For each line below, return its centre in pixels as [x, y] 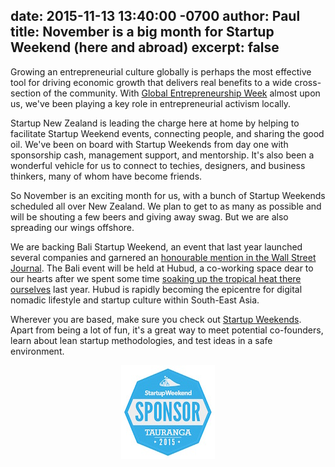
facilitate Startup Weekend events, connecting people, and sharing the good [167, 133]
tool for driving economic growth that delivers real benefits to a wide [151, 82]
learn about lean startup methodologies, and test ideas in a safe [141, 340]
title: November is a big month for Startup [142, 32]
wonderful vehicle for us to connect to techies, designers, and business [158, 165]
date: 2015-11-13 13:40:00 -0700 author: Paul [155, 16]
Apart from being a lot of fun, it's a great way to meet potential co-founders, [167, 330]
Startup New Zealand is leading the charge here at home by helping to [155, 123]
